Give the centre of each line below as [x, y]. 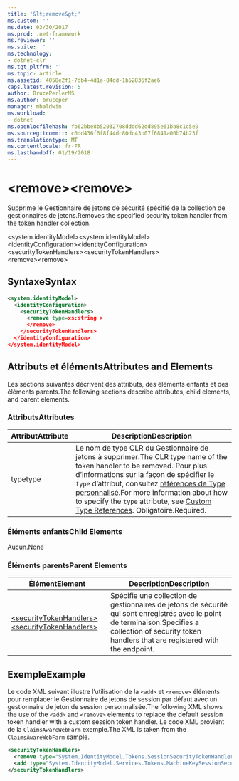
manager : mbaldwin [34, 107]
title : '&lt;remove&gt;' [44, 14]
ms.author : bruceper [38, 100]
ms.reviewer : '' [31, 41]
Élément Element [57, 584]
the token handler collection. [49, 223]
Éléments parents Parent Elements [68, 565]
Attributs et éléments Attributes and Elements [110, 367]
